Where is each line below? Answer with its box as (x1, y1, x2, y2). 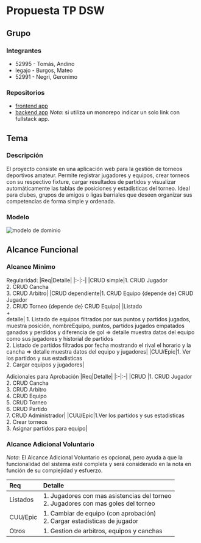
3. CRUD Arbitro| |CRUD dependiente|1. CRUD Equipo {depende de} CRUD (6, 290, 194, 297)
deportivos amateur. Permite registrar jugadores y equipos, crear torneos (6, 172, 190, 179)
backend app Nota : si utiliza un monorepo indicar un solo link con (15, 109, 180, 116)
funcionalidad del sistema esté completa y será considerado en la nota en (6, 461, 192, 468)
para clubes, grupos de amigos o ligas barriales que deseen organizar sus (6, 191, 192, 199)
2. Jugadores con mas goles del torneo (43, 499, 155, 508)
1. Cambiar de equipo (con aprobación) (43, 509, 157, 518)
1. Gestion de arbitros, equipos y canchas (43, 527, 163, 535)
